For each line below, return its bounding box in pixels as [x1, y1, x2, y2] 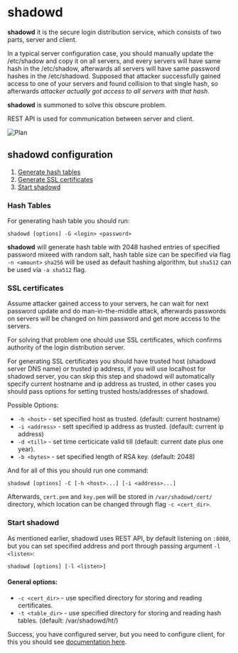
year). [17, 445, 36, 453]
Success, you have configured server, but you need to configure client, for [7, 630, 225, 638]
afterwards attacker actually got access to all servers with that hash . [7, 87, 210, 95]
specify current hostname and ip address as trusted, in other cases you [7, 379, 217, 388]
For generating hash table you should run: [7, 217, 130, 225]
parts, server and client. [7, 35, 77, 43]
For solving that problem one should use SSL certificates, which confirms [7, 335, 222, 345]
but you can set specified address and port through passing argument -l [7, 541, 221, 550]
